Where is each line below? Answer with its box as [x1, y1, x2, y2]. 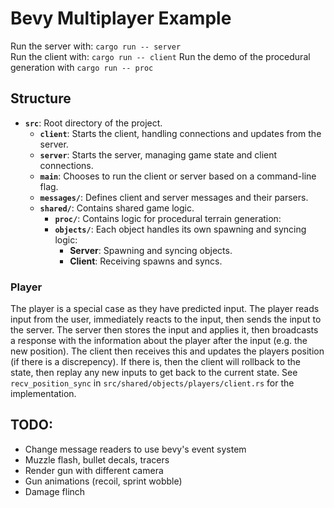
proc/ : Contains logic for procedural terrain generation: [54, 212, 282, 224]
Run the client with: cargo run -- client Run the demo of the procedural [10, 50, 311, 62]
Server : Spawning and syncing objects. [69, 244, 233, 256]
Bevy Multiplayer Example [10, 7, 232, 30]
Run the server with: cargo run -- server [10, 40, 182, 52]
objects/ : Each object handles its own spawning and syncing [54, 223, 307, 235]
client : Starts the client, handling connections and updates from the [39, 127, 322, 139]
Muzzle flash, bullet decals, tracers [24, 453, 170, 466]
